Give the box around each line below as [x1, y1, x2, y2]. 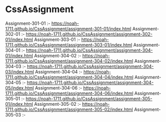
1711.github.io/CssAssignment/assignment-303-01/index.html [5, 42, 133, 48]
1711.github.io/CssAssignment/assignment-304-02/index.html [5, 58, 134, 64]
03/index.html [5, 68, 34, 74]
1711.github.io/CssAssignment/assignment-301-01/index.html [5, 25, 132, 31]
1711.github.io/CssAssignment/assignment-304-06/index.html [5, 90, 134, 96]
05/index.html [5, 85, 34, 91]
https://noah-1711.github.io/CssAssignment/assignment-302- [26, 31, 153, 37]
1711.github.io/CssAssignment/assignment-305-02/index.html [5, 106, 133, 112]
